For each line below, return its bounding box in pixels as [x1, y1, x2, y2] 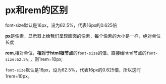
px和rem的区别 [5, 5, 68, 16]
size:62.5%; [5, 57, 30, 62]
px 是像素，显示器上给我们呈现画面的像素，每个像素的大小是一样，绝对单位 [5, 33, 161, 39]
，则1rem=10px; [30, 56, 63, 62]
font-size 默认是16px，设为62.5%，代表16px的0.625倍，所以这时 [5, 66, 141, 73]
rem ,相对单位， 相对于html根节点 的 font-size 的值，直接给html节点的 [5, 50, 147, 56]
